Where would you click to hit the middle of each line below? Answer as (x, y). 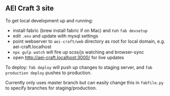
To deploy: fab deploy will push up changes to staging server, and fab (79, 67)
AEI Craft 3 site (30, 8)
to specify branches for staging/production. (51, 88)
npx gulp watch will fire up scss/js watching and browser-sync (78, 52)
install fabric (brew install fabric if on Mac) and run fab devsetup (80, 30)
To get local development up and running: (49, 20)
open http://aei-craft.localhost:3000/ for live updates (68, 57)
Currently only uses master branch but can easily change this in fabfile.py (84, 82)
